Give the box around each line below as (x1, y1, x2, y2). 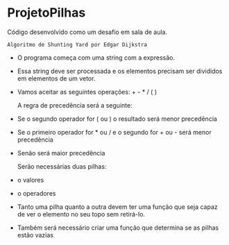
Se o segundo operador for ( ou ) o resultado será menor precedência (17, 115, 217, 123)
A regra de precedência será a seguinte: (17, 101, 133, 109)
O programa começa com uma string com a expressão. (17, 53, 176, 62)
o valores (17, 176, 44, 184)
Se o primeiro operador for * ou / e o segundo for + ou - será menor (17, 128, 212, 136)
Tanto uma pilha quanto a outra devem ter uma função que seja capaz (17, 203, 218, 211)
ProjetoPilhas (7, 5, 86, 21)
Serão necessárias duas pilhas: (17, 162, 107, 171)
